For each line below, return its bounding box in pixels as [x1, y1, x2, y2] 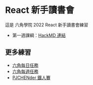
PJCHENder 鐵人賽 [12, 75, 51, 81]
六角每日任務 [12, 62, 38, 68]
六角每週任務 [12, 68, 38, 74]
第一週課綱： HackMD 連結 [12, 32, 66, 38]
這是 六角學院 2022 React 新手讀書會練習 [5, 22, 89, 28]
